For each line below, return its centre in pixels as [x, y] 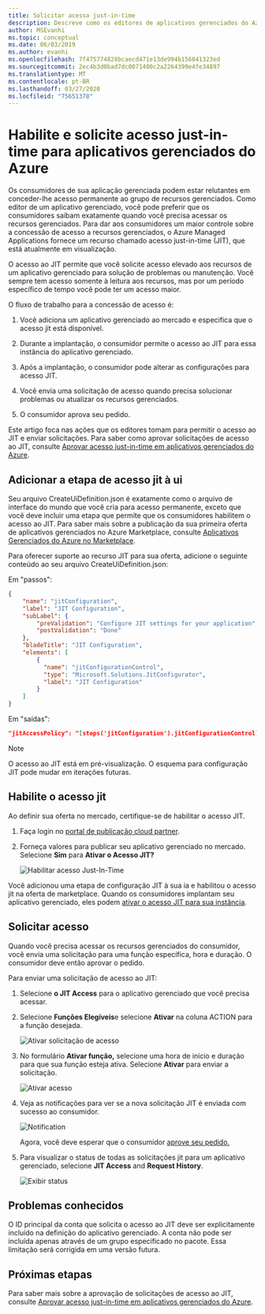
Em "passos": [30, 579]
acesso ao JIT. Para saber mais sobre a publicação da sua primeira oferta [128, 524]
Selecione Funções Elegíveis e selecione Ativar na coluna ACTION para [136, 1017]
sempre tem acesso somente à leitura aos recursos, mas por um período [126, 281]
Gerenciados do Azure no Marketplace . [72, 540]
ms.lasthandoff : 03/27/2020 [54, 89]
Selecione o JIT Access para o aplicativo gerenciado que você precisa [134, 993]
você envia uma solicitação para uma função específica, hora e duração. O [130, 954]
